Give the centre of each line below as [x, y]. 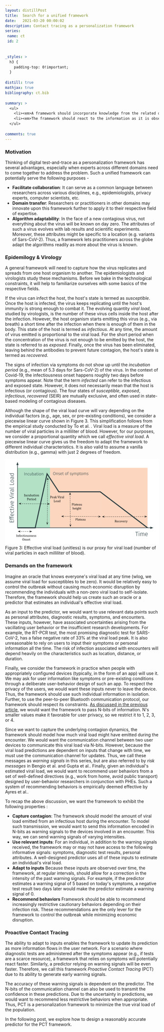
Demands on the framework [39, 566]
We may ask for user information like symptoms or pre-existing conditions [79, 678]
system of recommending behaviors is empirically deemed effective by [76, 787]
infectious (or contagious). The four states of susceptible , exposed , [73, 391]
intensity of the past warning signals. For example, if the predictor [78, 878]
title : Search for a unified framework [47, 15]
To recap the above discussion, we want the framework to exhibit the [74, 801]
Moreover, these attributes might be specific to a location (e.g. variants [83, 234]
